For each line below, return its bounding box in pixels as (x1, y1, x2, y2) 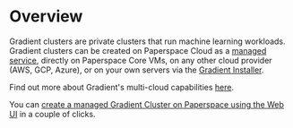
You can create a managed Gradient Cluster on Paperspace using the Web (9, 98, 284, 109)
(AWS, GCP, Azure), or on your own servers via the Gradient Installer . (9, 64, 264, 75)
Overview (9, 6, 83, 27)
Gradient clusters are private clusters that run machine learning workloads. (9, 36, 286, 47)
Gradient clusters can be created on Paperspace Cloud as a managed (9, 45, 267, 55)
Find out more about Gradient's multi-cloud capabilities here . (9, 81, 235, 92)
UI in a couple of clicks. (9, 108, 96, 119)
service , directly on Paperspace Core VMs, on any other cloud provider (9, 55, 272, 65)
